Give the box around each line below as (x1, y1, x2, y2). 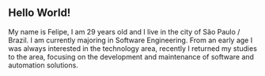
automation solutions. (8, 60, 79, 70)
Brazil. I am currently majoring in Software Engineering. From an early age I (8, 35, 253, 45)
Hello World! (8, 6, 71, 20)
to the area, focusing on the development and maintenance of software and (8, 52, 255, 61)
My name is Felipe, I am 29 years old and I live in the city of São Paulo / (8, 27, 240, 36)
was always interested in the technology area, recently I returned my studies (8, 43, 257, 53)
